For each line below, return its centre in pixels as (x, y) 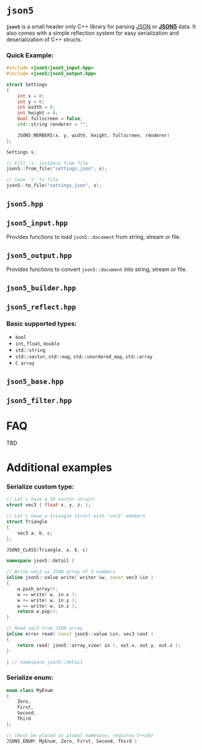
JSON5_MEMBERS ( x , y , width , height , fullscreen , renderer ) (94, 135)
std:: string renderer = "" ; (53, 125)
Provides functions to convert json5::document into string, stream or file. (97, 269)
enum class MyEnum (30, 690)
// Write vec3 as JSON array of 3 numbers (61, 572)
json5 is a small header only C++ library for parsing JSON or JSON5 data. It (101, 26)
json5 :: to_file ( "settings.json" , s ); (54, 186)
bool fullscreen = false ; (50, 119)
